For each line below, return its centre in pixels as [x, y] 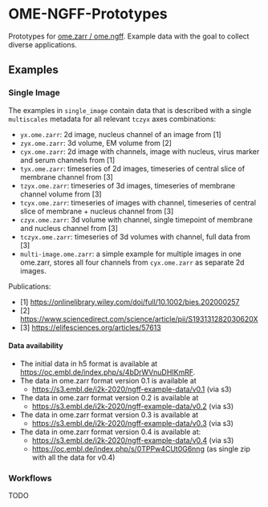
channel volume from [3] [61, 194]
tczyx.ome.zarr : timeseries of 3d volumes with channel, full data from [135, 237]
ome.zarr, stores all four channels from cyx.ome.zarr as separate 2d [132, 262]
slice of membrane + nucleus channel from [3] [97, 211]
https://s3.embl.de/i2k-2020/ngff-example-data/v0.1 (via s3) [132, 389]
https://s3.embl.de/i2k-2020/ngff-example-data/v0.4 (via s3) [133, 440]
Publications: [30, 286]
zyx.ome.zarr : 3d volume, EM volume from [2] [96, 143]
